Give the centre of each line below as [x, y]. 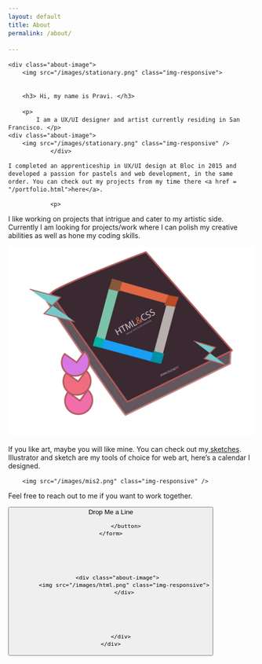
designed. [24, 466]
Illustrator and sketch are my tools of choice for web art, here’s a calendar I [129, 458]
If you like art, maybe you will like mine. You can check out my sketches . [125, 449]
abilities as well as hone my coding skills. [75, 236]
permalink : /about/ [40, 33]
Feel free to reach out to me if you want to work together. [100, 496]
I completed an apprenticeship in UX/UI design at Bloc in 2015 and [122, 166]
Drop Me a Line [111, 512]
